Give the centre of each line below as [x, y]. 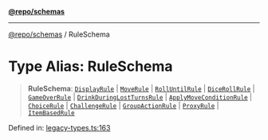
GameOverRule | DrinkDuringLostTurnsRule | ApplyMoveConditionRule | [140, 97]
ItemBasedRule [51, 113]
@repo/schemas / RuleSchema [59, 34]
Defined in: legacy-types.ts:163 [59, 127]
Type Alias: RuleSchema [91, 66]
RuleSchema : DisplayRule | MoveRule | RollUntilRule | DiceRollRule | [141, 88]
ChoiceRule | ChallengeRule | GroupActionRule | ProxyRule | [123, 105]
